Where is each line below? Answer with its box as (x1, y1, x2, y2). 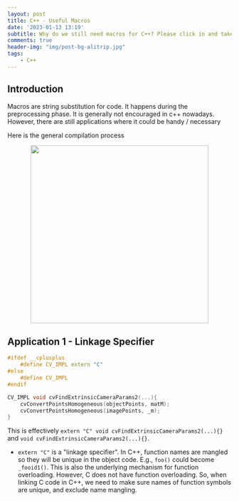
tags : (7, 51, 23, 58)
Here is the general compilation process (7, 131, 124, 139)
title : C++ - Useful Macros (7, 17, 91, 24)
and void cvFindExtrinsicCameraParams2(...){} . (7, 434, 150, 443)
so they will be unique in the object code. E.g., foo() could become (17, 455, 215, 464)
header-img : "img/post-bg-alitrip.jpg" (7, 43, 126, 51)
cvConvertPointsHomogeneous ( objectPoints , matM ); (20, 400, 171, 408)
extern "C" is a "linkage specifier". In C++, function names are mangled (17, 448, 228, 456)
